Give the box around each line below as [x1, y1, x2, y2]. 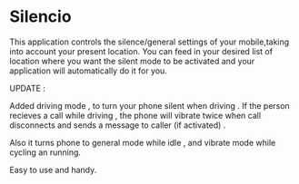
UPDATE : [9, 82, 45, 93]
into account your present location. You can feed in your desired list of [9, 45, 274, 56]
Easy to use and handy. [9, 164, 97, 175]
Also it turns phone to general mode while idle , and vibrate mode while [9, 137, 276, 148]
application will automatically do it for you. [9, 65, 168, 76]
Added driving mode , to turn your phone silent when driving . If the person [9, 100, 291, 111]
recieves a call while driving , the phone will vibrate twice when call [9, 110, 262, 121]
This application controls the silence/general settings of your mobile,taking [9, 36, 290, 47]
